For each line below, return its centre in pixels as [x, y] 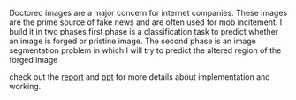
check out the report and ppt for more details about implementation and [140, 77]
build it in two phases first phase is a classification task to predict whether [144, 31]
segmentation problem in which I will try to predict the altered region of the [145, 50]
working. [25, 86]
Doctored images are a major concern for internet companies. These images [148, 13]
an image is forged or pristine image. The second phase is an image [133, 41]
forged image [34, 60]
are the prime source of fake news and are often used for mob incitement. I [146, 22]
